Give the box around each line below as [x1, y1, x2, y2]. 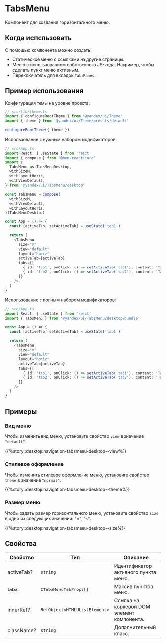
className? [7, 627, 36, 634]
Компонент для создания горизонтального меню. [5, 19, 110, 25]
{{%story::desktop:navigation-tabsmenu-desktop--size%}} [5, 525, 125, 531]
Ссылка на [114, 597, 140, 604]
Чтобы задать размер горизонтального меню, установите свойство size [5, 510, 159, 516]
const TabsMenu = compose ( [5, 192, 61, 197]
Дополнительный [114, 624, 156, 631]
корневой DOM [114, 603, 151, 610]
